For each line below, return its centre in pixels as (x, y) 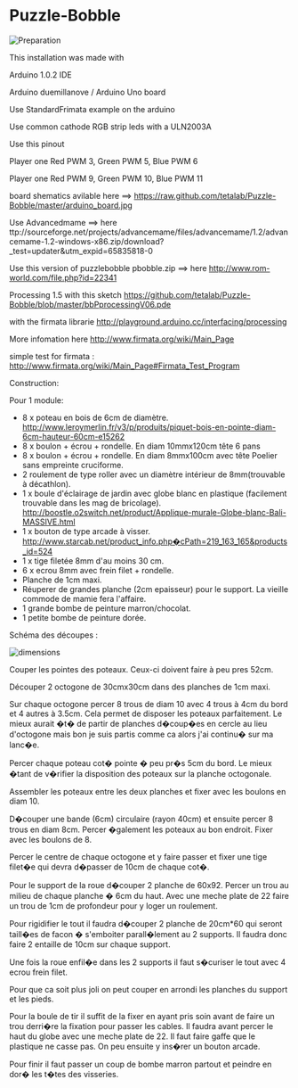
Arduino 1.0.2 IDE (41, 74)
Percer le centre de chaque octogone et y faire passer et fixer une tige (138, 856)
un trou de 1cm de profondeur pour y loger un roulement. (113, 905)
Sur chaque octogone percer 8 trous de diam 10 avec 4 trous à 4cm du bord (149, 704)
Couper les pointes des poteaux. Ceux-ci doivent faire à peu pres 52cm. (141, 669)
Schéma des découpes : (54, 635)
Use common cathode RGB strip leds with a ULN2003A (110, 127)
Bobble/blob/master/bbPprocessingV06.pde (90, 304)
